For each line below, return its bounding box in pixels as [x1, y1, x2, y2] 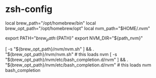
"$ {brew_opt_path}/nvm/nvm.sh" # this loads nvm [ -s [5, 51, 117, 57]
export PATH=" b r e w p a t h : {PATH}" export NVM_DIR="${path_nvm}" [5, 35, 143, 42]
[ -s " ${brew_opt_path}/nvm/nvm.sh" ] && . [5, 46, 94, 52]
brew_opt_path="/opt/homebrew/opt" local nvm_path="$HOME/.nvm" [5, 25, 150, 31]
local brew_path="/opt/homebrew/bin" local [5, 20, 96, 26]
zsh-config [5, 3, 53, 15]
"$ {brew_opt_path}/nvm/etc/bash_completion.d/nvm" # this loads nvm [5, 61, 151, 68]
